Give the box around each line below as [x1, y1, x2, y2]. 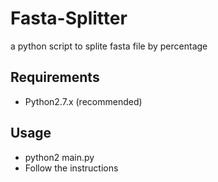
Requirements [10, 69, 100, 86]
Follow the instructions [24, 162, 119, 174]
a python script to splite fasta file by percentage [10, 40, 208, 52]
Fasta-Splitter [10, 7, 128, 30]
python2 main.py [24, 151, 95, 163]
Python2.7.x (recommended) [24, 95, 143, 107]
